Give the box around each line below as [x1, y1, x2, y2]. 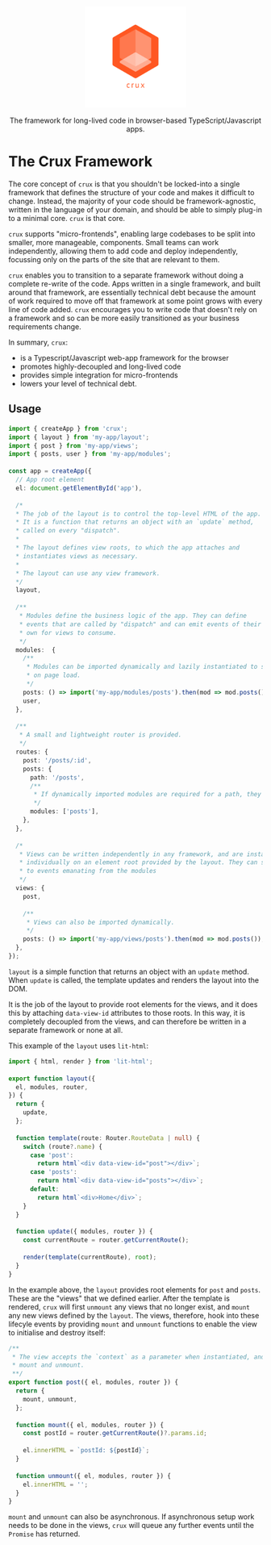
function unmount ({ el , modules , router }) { [15, 1472, 172, 1480]
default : [29, 1185, 60, 1193]
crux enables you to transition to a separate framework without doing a [8, 270, 244, 280]
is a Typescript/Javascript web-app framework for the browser [19, 353, 230, 362]
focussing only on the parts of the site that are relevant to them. [8, 254, 220, 264]
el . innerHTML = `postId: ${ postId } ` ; [23, 1447, 150, 1455]
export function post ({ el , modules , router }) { [8, 1378, 179, 1387]
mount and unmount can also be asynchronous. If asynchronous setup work [8, 1512, 255, 1522]
